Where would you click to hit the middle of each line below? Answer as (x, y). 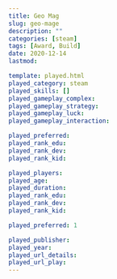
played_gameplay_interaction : (59, 121)
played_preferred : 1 (43, 225)
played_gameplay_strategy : (54, 106)
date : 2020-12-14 (38, 54)
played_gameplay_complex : (52, 98)
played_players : (36, 173)
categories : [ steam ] (43, 39)
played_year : (30, 247)
